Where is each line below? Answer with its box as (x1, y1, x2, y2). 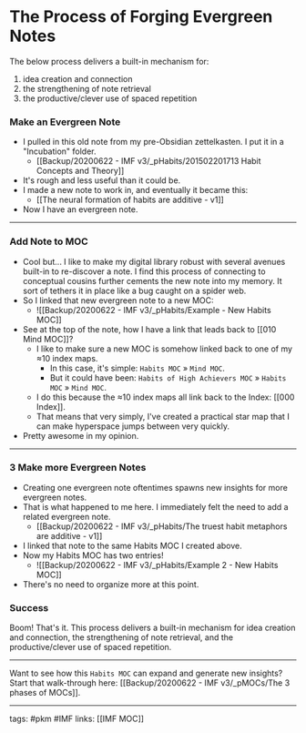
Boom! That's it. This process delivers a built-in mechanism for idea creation (9, 622, 296, 634)
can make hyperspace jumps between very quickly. (36, 421, 230, 432)
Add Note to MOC (9, 235, 88, 248)
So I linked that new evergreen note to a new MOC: (22, 294, 214, 306)
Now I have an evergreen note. (22, 204, 138, 215)
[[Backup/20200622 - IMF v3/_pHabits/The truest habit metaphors (36, 521, 288, 532)
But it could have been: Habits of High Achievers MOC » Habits (49, 372, 287, 383)
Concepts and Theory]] (36, 166, 125, 177)
